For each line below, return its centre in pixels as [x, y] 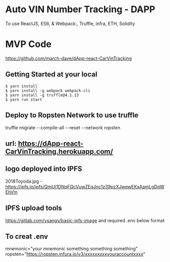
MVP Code [28, 44]
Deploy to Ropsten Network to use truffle [72, 115]
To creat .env [27, 236]
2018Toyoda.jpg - [24, 181]
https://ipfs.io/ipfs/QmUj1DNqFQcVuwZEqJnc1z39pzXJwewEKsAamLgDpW [85, 186]
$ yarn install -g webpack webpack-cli [48, 90]
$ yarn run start [24, 100]
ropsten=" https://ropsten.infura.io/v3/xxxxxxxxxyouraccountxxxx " [76, 254]
